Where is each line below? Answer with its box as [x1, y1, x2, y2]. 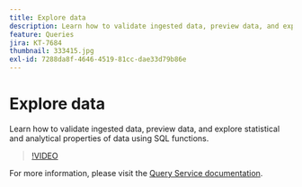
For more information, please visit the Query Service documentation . [9, 167, 263, 178]
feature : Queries [9, 30, 75, 39]
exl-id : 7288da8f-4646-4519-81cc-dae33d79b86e [9, 55, 187, 64]
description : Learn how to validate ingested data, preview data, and [9, 22, 280, 31]
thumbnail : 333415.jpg [9, 47, 94, 56]
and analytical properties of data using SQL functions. [9, 132, 209, 144]
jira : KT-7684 [9, 38, 63, 48]
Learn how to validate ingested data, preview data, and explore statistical [9, 123, 280, 134]
